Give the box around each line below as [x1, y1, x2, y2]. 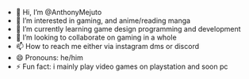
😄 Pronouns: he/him [15, 53, 83, 62]
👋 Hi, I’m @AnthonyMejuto [15, 8, 102, 17]
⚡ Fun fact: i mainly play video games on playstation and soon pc [15, 62, 228, 71]
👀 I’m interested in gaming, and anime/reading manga [15, 16, 191, 25]
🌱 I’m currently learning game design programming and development [15, 24, 241, 33]
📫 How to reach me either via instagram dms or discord [15, 42, 200, 51]
